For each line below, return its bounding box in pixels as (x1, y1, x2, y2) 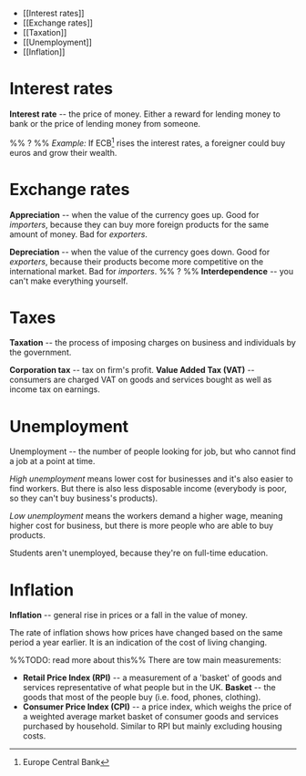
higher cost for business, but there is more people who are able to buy (9, 520, 274, 532)
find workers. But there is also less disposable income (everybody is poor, (9, 483, 287, 494)
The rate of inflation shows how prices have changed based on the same (9, 627, 283, 638)
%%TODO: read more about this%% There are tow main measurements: (9, 655, 281, 666)
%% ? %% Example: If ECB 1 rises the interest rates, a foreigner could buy (9, 136, 286, 149)
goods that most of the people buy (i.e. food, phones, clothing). (22, 692, 261, 703)
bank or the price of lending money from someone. (9, 118, 201, 129)
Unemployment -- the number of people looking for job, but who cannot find (9, 446, 296, 457)
